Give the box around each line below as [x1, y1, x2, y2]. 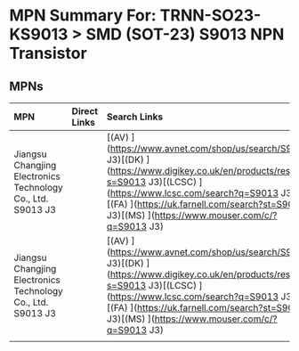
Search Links [106, 110, 163, 123]
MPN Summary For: [9, 5, 158, 26]
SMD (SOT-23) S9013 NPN [85, 24, 285, 45]
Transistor [9, 44, 87, 63]
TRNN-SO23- [159, 5, 262, 26]
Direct [71, 105, 99, 117]
